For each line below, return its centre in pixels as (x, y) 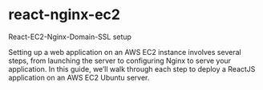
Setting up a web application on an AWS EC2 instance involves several (125, 52)
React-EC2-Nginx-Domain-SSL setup (70, 37)
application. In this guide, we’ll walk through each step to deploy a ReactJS (132, 68)
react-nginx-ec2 (64, 15)
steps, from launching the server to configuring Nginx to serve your (119, 61)
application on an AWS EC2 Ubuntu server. (79, 77)
